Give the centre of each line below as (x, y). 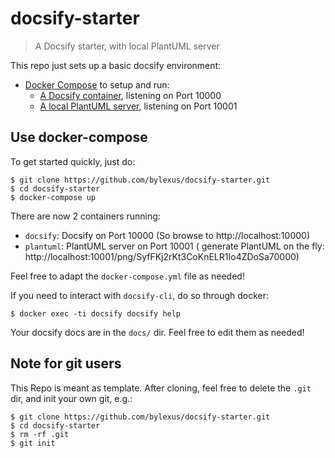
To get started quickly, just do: (73, 161)
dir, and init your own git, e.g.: (71, 398)
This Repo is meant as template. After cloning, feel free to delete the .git (161, 388)
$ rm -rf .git (40, 434)
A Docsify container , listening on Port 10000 (130, 95)
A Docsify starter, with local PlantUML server (127, 46)
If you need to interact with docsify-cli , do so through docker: (140, 295)
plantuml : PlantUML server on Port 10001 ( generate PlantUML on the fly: (174, 246)
